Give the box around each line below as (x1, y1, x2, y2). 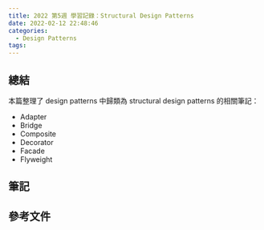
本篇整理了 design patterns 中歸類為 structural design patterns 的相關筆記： (8, 95, 259, 105)
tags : (8, 42, 26, 50)
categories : (8, 26, 48, 34)
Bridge (19, 120, 43, 130)
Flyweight (19, 154, 53, 164)
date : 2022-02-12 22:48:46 (8, 19, 99, 27)
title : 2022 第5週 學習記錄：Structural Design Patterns (8, 11, 194, 20)
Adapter (19, 111, 47, 121)
